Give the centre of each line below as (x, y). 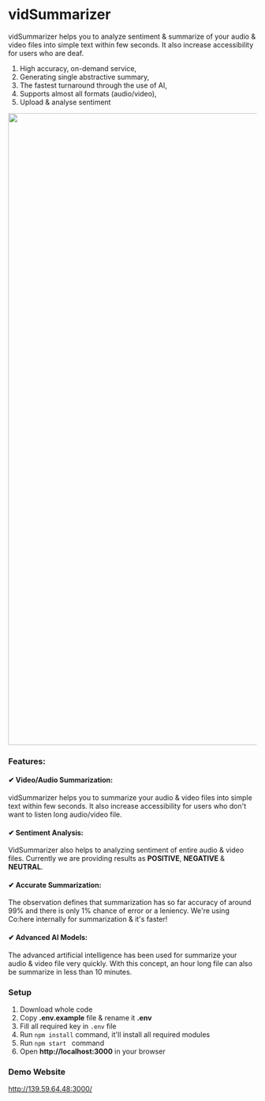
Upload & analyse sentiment (65, 102)
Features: (27, 761)
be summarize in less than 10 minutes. (70, 971)
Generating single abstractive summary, (84, 77)
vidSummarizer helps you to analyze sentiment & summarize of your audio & (132, 36)
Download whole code (56, 1009)
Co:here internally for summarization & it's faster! (88, 919)
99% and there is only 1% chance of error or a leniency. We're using (119, 911)
